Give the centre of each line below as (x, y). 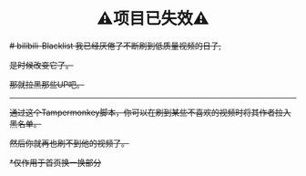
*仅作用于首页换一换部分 (56, 162)
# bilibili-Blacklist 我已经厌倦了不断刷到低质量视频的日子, (115, 46)
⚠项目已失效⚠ (153, 19)
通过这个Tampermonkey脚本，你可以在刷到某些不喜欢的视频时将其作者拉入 (150, 112)
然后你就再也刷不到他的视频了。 (69, 143)
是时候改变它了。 (41, 65)
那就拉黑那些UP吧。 (47, 84)
